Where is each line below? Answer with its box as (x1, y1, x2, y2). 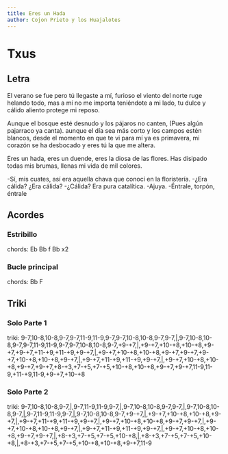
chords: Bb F (7, 278, 43, 286)
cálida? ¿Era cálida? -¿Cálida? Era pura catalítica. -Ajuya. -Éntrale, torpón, (7, 182, 215, 190)
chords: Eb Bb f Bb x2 (7, 245, 69, 253)
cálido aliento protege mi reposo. (7, 105, 101, 114)
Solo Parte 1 (7, 318, 47, 327)
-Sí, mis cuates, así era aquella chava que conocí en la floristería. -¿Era (7, 175, 207, 183)
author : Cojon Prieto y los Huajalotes (7, 16, 121, 23)
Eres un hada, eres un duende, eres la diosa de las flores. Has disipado (7, 154, 207, 162)
